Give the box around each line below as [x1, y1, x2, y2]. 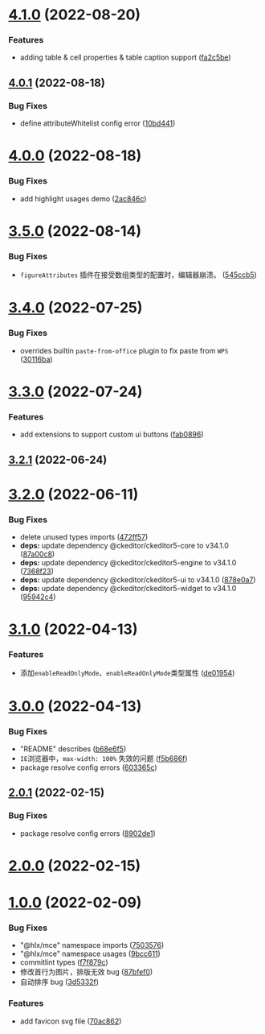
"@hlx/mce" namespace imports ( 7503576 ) [19, 941, 165, 950]
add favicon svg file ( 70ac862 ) [19, 1016, 122, 1026]
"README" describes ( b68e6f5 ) [19, 743, 127, 754]
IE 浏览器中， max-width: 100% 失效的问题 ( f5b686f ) [19, 753, 188, 763]
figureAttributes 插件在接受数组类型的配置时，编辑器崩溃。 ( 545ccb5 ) [19, 270, 257, 279]
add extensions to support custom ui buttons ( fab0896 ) [19, 429, 204, 440]
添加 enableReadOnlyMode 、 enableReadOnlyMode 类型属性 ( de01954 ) [19, 668, 235, 678]
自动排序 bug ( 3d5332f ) [19, 977, 99, 987]
